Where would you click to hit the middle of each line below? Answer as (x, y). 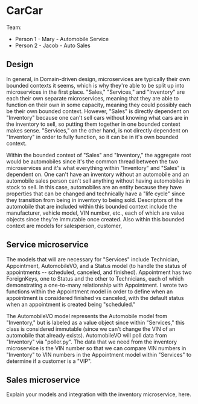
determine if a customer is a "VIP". (49, 361)
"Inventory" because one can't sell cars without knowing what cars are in (97, 117)
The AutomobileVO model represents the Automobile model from (87, 316)
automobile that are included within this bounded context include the (91, 206)
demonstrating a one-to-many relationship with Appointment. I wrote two (97, 285)
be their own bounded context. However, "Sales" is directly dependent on (98, 111)
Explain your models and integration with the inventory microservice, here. (99, 394)
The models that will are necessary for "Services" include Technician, (93, 259)
